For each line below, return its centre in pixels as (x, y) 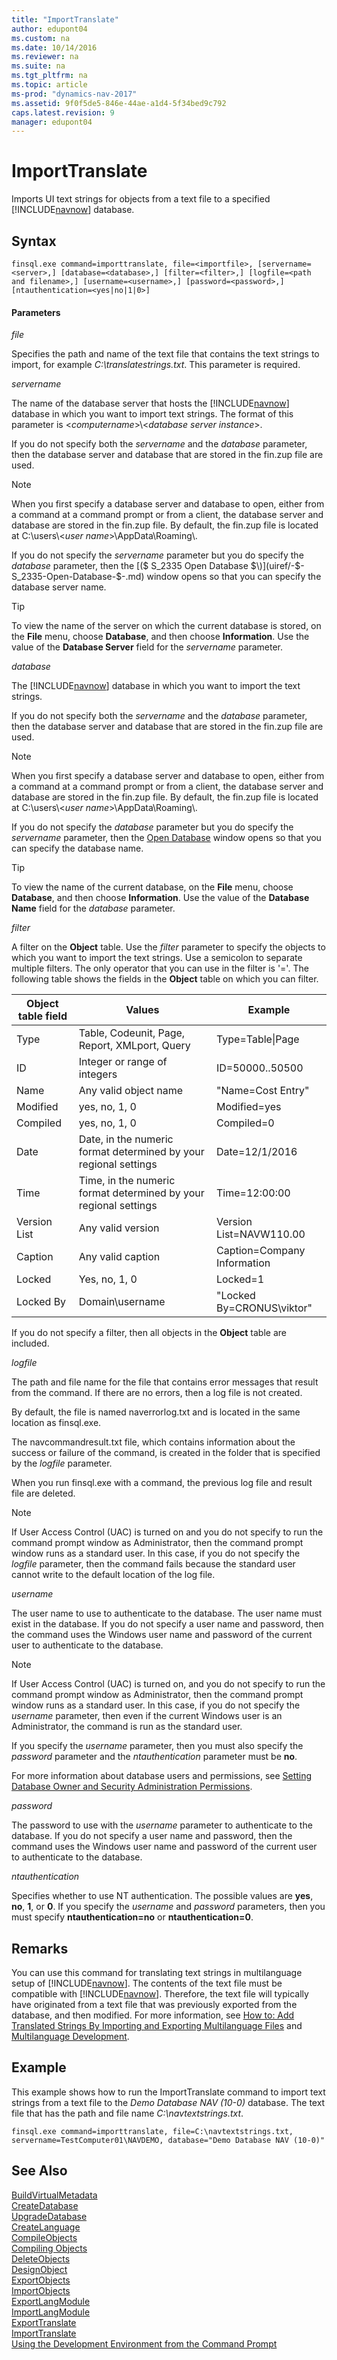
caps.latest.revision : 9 (63, 112)
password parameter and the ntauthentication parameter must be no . (154, 1757)
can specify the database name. (77, 848)
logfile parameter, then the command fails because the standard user (153, 1564)
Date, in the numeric (126, 1139)
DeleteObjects (41, 2258)
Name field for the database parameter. (93, 908)
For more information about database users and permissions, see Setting (162, 1776)
